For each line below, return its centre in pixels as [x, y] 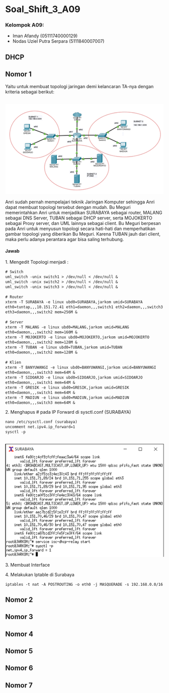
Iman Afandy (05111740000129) [45, 36]
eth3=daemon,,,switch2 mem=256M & [41, 312]
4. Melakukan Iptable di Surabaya [40, 574]
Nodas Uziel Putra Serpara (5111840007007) [58, 41]
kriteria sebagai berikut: [30, 92]
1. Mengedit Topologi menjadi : [37, 262]
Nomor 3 [19, 617]
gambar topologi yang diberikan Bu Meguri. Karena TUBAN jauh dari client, [83, 234]
